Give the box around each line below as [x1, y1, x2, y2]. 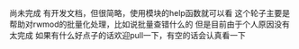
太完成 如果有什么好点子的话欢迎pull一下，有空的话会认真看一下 [9, 30, 246, 40]
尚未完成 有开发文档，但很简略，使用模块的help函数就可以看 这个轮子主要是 [9, 8, 291, 18]
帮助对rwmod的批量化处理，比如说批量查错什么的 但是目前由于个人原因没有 [9, 19, 291, 29]
